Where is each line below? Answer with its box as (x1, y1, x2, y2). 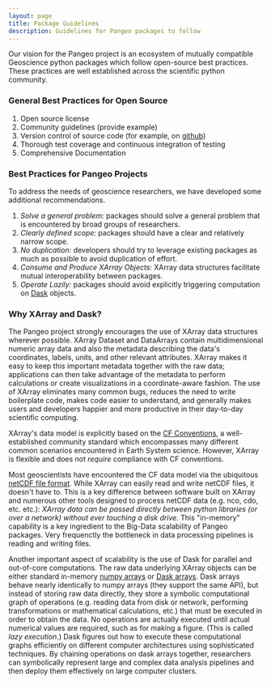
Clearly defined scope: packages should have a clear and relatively (19, 227, 245, 237)
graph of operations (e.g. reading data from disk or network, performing (8, 597, 248, 607)
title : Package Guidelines (8, 19, 100, 28)
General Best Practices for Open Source (8, 95, 168, 106)
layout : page (8, 11, 53, 20)
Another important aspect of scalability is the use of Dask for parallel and (8, 554, 252, 564)
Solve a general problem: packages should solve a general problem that (19, 210, 260, 220)
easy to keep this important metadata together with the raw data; (8, 361, 225, 371)
